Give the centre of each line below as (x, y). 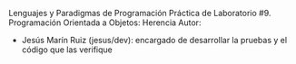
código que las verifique (67, 50)
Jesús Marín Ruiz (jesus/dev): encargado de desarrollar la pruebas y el (154, 40)
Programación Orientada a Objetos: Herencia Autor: (105, 23)
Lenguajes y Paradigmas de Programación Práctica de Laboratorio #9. (140, 13)
